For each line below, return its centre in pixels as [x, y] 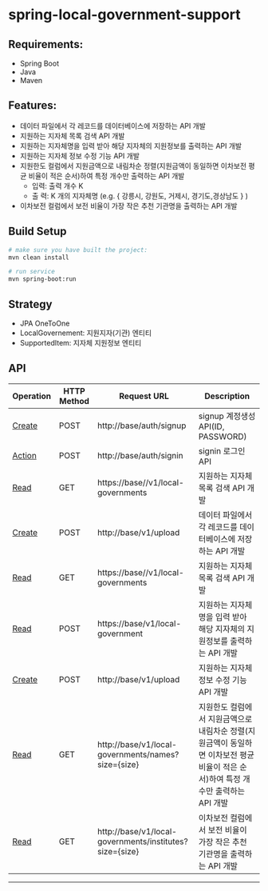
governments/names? [138, 754]
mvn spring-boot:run [43, 279]
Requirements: [46, 44]
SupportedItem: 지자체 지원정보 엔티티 [81, 342]
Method [75, 401]
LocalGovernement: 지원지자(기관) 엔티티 [86, 333]
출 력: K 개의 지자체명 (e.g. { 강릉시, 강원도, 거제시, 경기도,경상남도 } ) [140, 196]
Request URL [144, 396]
